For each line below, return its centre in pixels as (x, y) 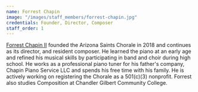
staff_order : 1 (25, 28)
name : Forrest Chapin (33, 12)
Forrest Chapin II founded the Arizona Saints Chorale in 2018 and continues (99, 45)
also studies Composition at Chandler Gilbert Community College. (87, 83)
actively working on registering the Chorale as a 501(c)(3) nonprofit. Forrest (99, 77)
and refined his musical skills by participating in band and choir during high (98, 58)
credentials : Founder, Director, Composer (60, 23)
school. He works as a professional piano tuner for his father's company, (95, 64)
